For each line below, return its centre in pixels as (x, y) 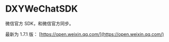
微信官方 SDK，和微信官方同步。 (39, 23)
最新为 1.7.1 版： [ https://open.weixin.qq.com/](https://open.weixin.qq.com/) (85, 34)
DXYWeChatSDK (41, 9)
